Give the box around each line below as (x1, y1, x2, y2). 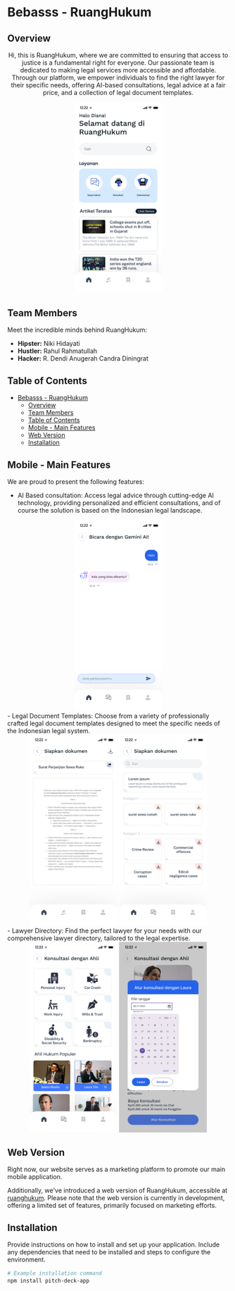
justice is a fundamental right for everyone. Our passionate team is (21, 58, 215, 67)
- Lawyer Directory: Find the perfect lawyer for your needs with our (7, 926, 203, 935)
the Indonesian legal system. (7, 727, 91, 735)
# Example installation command (7, 1270, 102, 1277)
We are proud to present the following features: (7, 477, 144, 486)
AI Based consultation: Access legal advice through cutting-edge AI (17, 491, 215, 499)
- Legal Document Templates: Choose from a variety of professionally (7, 712, 210, 721)
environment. (7, 1255, 46, 1264)
